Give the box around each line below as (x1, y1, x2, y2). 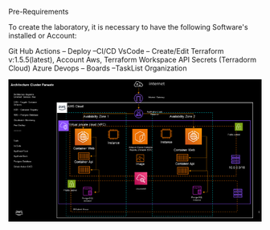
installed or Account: (8, 31, 77, 40)
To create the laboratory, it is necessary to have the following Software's (8, 22, 248, 31)
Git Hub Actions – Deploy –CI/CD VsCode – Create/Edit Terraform (8, 46, 224, 55)
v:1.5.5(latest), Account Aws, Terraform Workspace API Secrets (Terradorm (8, 55, 257, 64)
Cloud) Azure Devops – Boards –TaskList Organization (8, 63, 187, 73)
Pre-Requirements (8, 7, 69, 16)
